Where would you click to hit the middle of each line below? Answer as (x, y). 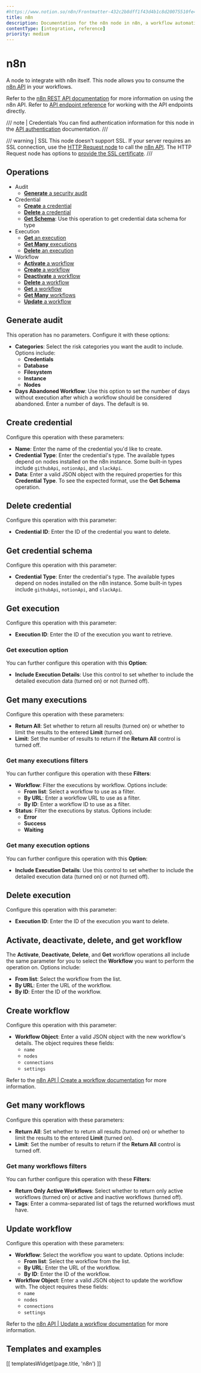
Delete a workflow (47, 282)
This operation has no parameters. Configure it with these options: (88, 335)
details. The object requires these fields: (65, 1043)
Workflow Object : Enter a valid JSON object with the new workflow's (100, 1037)
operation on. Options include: (43, 968)
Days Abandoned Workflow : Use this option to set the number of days (102, 391)
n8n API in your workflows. (39, 87)
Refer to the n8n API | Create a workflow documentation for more (86, 1080)
